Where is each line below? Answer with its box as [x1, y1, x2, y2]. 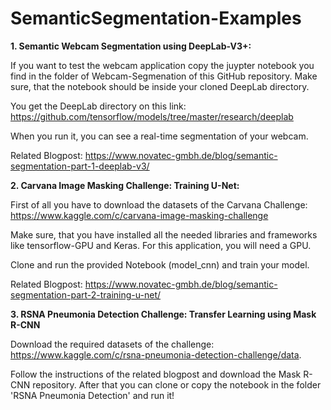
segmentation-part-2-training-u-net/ [10, 288, 162, 301]
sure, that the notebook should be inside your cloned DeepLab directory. [10, 80, 310, 92]
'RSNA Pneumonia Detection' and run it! [10, 389, 175, 401]
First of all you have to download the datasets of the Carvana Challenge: [10, 198, 308, 211]
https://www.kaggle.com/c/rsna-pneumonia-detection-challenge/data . [10, 348, 302, 361]
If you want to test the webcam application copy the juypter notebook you [10, 59, 315, 71]
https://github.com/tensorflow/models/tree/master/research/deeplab [10, 110, 294, 122]
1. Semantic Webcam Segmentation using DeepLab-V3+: [10, 40, 252, 52]
